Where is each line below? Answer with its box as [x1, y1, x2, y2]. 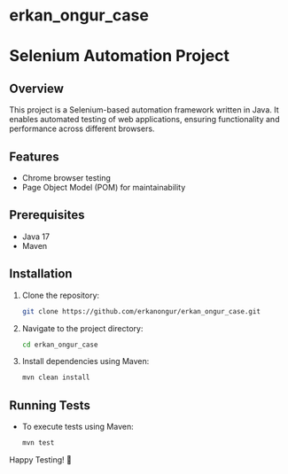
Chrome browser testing [21, 173, 111, 183]
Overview [9, 81, 65, 96]
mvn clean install [21, 373, 90, 382]
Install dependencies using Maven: [21, 356, 150, 367]
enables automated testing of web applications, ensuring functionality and [9, 114, 280, 125]
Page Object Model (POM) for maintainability [21, 183, 186, 192]
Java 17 [21, 231, 51, 242]
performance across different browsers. [9, 123, 155, 134]
